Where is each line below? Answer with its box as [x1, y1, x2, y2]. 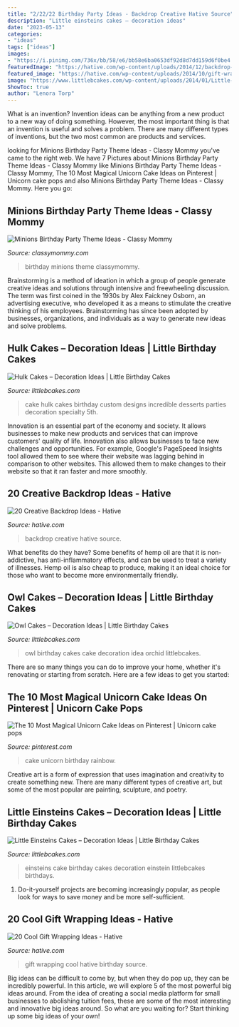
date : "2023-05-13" [7, 24, 65, 31]
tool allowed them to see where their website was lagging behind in [7, 451, 205, 460]
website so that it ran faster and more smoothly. [7, 466, 147, 475]
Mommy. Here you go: [7, 184, 73, 193]
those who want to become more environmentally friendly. [7, 571, 179, 579]
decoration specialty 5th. [24, 407, 98, 416]
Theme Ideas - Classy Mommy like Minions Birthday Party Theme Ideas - [7, 161, 222, 170]
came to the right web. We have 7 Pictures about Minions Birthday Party [7, 154, 218, 163]
